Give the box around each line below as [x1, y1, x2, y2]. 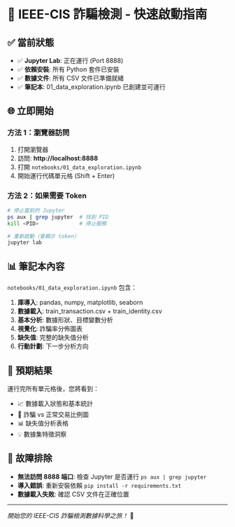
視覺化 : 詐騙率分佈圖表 [17, 324, 83, 333]
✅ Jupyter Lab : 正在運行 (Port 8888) [17, 57, 124, 64]
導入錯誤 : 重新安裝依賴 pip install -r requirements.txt [17, 481, 182, 489]
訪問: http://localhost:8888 [17, 153, 99, 162]
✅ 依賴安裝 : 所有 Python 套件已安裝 [17, 65, 120, 74]
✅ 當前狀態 [7, 36, 55, 48]
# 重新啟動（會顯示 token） [7, 233, 80, 240]
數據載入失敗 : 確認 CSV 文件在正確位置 [17, 490, 129, 498]
